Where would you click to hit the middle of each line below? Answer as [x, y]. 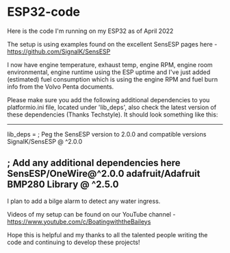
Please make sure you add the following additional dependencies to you [108, 99]
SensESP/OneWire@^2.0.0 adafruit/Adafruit [104, 174]
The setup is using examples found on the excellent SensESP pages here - [112, 44]
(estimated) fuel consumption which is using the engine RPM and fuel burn [112, 79]
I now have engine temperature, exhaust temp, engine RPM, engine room [110, 64]
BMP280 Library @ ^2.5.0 [63, 185]
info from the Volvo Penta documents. [61, 86]
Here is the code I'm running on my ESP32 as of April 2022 [90, 31]
